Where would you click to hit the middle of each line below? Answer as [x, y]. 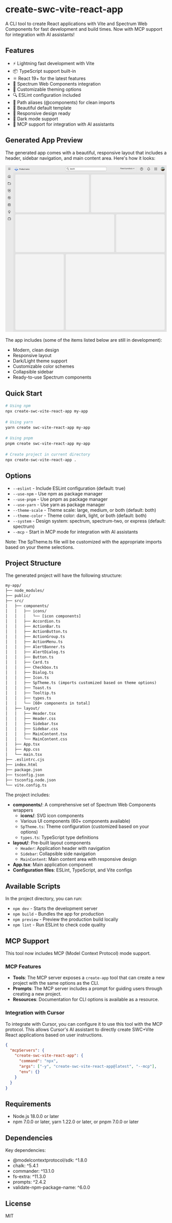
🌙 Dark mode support [35, 118]
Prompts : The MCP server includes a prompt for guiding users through [88, 989]
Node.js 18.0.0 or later [36, 1116]
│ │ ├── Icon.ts [27, 678]
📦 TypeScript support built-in [44, 71]
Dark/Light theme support [40, 361]
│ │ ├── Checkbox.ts [32, 668]
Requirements [28, 1104]
